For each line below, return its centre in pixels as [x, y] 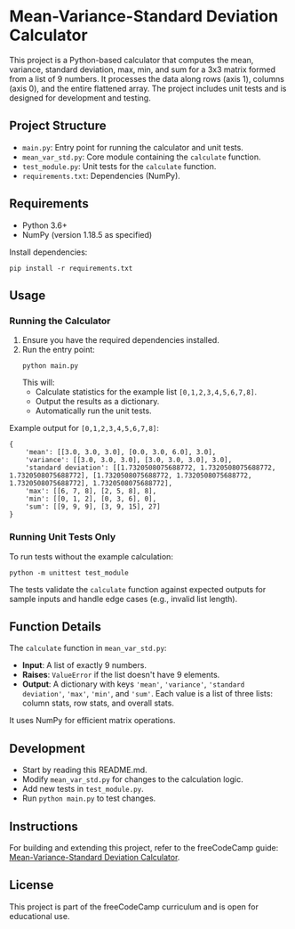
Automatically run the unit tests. [94, 411]
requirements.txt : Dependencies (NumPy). [101, 175]
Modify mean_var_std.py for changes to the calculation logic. [132, 779]
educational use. [40, 916]
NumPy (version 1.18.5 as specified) [87, 234]
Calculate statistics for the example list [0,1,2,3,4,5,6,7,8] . [146, 392]
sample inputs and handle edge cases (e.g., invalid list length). [124, 599]
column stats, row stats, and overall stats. [98, 703]
